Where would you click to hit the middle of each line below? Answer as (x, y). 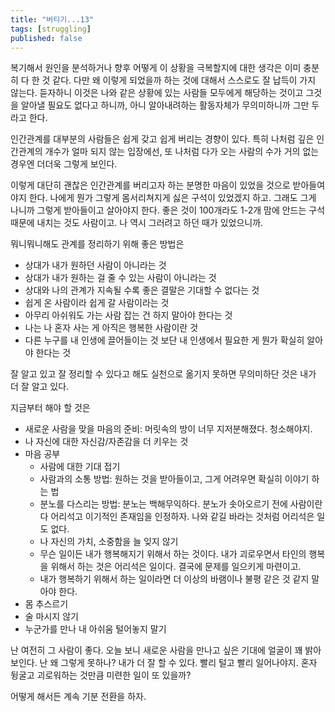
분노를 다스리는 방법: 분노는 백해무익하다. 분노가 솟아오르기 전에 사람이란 (181, 504)
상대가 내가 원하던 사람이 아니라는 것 (95, 265)
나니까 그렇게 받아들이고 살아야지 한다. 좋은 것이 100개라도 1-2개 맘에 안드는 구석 (168, 210)
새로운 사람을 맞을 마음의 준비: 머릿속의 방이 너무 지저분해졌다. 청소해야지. (168, 429)
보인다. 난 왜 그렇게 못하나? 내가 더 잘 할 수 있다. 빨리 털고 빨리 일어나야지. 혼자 (164, 663)
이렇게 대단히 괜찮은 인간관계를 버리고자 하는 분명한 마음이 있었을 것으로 (150, 185)
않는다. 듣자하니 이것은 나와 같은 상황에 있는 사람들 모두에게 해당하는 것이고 (157, 93)
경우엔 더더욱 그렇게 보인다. (64, 164)
